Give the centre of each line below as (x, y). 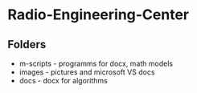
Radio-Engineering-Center (98, 15)
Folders (27, 44)
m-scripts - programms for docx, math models (96, 63)
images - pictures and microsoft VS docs (87, 72)
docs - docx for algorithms (63, 81)
